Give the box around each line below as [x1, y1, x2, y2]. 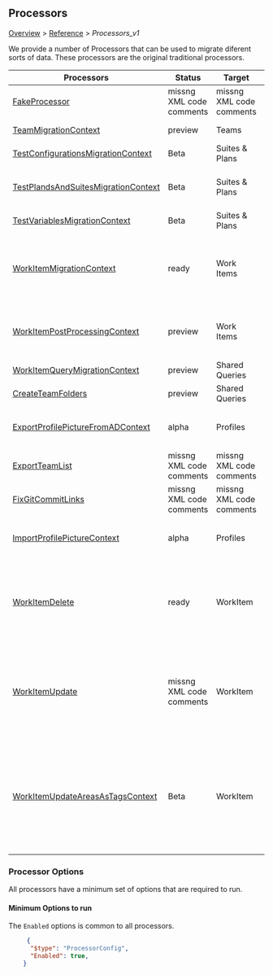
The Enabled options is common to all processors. [8, 921, 175, 931]
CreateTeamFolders [12, 387, 88, 399]
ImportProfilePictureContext [12, 532, 119, 544]
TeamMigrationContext [12, 124, 100, 135]
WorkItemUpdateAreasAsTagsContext [12, 790, 158, 802]
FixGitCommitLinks [12, 493, 85, 505]
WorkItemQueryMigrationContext [12, 364, 140, 375]
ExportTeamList [12, 460, 72, 471]
